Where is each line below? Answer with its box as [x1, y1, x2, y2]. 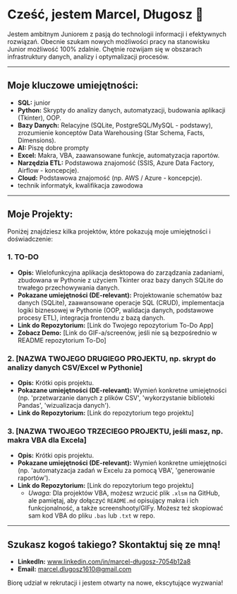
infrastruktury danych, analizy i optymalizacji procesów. [7, 52, 169, 61]
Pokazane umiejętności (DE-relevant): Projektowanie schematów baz [17, 290, 223, 299]
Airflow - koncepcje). [17, 166, 80, 174]
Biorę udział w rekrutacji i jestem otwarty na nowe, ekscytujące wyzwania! [7, 578, 224, 587]
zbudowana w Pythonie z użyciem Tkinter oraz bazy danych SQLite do [17, 275, 224, 284]
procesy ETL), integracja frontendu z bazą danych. [17, 313, 166, 321]
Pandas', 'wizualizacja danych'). [17, 401, 111, 410]
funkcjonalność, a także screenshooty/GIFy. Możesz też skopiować [28, 504, 224, 513]
